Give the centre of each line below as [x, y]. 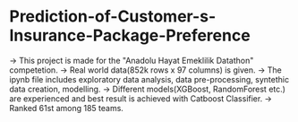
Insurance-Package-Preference [130, 35]
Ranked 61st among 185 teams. [66, 108]
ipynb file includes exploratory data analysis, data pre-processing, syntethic [149, 79]
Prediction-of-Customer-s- [113, 17]
